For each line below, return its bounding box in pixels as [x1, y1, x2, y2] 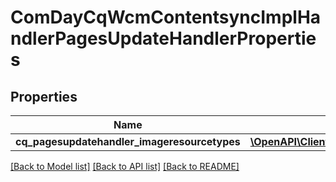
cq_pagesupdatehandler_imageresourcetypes [15, 135, 241, 148]
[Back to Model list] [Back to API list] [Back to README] [10, 161, 240, 172]
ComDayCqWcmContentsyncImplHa [10, 6, 322, 29]
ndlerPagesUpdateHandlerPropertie [10, 27, 317, 50]
